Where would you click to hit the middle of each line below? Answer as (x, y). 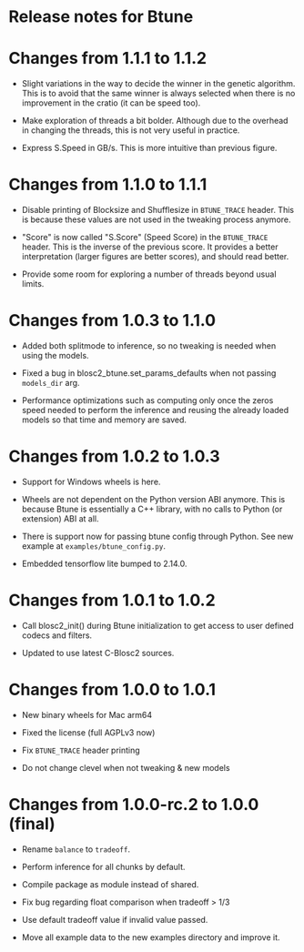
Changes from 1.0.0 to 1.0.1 (112, 690)
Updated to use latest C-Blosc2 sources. (98, 653)
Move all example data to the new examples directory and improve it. (151, 937)
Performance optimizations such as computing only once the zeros (147, 400)
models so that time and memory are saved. (104, 420)
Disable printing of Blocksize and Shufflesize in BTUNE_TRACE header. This (158, 210)
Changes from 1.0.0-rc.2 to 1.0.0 (134, 805)
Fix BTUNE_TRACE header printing (81, 750)
